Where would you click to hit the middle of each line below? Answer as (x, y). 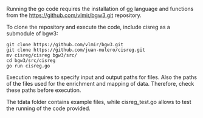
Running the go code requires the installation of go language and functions (100, 9)
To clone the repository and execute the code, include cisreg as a (88, 27)
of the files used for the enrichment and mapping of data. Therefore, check (100, 84)
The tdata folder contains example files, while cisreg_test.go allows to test (99, 102)
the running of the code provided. (49, 108)
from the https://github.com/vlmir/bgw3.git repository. (74, 15)
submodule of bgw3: (33, 33)
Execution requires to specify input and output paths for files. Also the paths (102, 77)
